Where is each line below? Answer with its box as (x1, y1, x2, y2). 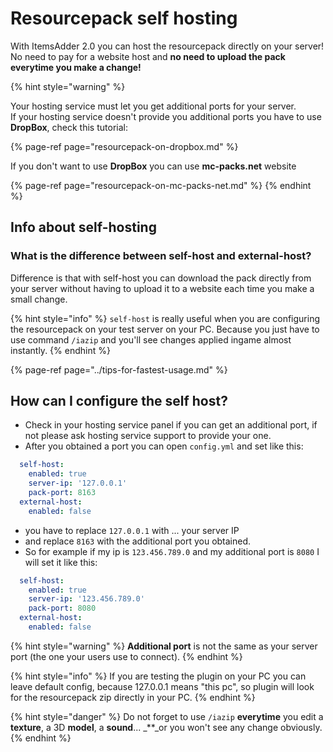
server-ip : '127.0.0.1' (28, 478, 128, 489)
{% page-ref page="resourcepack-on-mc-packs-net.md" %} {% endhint (10, 179, 312, 191)
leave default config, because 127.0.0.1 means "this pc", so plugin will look (10, 680, 315, 692)
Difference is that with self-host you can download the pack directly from (10, 272, 312, 284)
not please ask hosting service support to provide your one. (24, 430, 272, 442)
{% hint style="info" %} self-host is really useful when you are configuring (10, 312, 321, 324)
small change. (10, 293, 68, 305)
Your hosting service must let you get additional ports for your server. (10, 100, 297, 112)
